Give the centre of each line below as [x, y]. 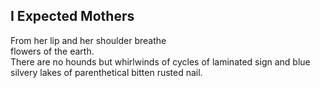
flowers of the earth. [52, 51]
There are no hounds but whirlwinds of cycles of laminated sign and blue [160, 61]
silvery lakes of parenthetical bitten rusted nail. [106, 72]
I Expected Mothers [72, 16]
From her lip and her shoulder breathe [88, 40]
